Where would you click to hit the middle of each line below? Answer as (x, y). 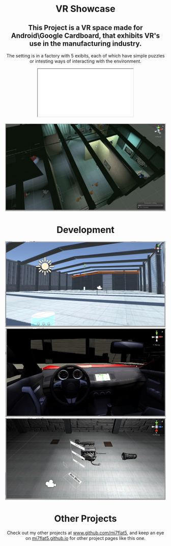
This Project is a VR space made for (85, 28)
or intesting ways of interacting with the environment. (85, 61)
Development (85, 230)
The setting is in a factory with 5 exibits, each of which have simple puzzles (85, 56)
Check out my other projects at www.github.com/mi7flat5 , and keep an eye (85, 533)
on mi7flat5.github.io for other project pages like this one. (85, 538)
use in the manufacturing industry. (85, 44)
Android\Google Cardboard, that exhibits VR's (85, 35)
